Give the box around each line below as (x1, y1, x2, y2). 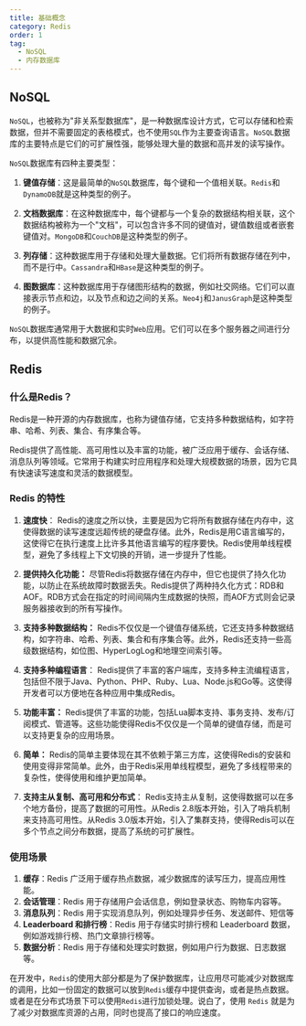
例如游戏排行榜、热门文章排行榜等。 (22, 930, 160, 942)
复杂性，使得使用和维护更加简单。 (22, 772, 152, 783)
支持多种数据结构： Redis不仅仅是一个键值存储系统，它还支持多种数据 (22, 622, 287, 633)
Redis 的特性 (9, 492, 66, 505)
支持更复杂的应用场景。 (30, 729, 120, 741)
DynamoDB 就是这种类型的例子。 (22, 188, 137, 199)
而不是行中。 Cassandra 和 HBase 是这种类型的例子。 (22, 262, 209, 273)
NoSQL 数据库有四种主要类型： (9, 157, 119, 168)
